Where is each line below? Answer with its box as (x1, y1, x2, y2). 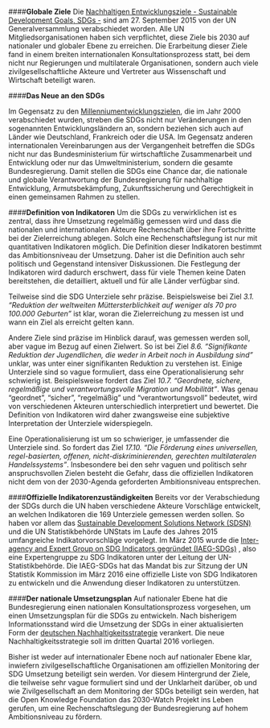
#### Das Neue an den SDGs (8, 91, 105, 100)
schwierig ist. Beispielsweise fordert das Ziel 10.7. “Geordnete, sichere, (8, 376, 243, 385)
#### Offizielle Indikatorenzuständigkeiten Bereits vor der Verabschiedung (8, 493, 260, 502)
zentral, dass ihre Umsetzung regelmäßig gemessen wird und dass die (8, 217, 242, 225)
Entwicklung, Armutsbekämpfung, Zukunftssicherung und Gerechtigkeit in (8, 184, 254, 192)
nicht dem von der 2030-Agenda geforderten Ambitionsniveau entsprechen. (8, 477, 261, 486)
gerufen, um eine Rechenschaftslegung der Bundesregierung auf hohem (8, 704, 248, 713)
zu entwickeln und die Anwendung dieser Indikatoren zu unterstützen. (8, 578, 241, 587)
